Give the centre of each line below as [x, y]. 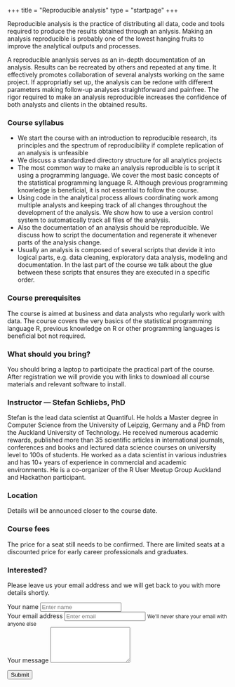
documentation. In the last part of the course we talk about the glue [115, 265]
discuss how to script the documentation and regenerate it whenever [117, 235]
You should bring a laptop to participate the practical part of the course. [111, 369]
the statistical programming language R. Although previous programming [122, 183]
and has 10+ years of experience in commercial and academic [97, 462]
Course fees [29, 529]
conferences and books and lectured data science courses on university [112, 447]
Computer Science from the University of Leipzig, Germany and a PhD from [116, 425]
